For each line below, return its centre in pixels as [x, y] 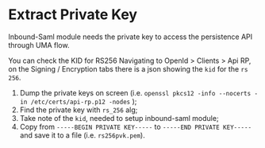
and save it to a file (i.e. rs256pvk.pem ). [82, 135]
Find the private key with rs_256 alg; [79, 110]
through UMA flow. [39, 45]
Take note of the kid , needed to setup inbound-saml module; [119, 118]
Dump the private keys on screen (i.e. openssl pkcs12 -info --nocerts [135, 92]
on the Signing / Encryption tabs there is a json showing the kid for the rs [128, 68]
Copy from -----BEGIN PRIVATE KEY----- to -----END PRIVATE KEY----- [136, 127]
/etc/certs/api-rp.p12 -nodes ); [84, 101]
